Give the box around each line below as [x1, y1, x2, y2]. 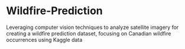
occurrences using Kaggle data [6, 36, 83, 43]
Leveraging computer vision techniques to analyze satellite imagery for [6, 24, 179, 31]
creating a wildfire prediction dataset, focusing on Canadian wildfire [6, 30, 171, 37]
